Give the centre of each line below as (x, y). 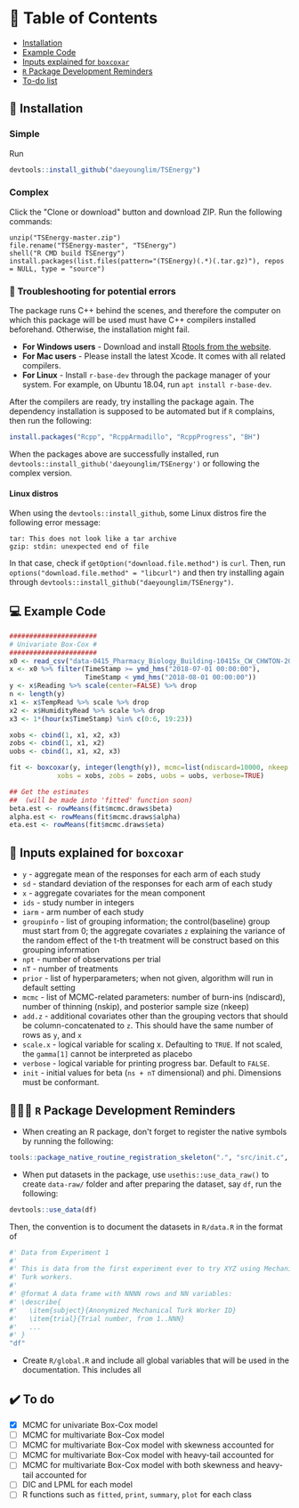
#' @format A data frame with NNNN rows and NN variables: (121, 1294)
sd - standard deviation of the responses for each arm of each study (147, 884)
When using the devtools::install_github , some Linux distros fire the (138, 513)
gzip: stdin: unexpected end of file (79, 547)
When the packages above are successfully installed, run (114, 454)
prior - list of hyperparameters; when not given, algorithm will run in (148, 978)
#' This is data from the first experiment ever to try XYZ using (135, 1269)
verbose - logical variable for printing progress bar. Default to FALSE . (146, 1064)
